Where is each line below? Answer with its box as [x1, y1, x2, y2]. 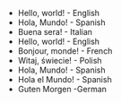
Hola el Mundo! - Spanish [17, 74, 112, 84]
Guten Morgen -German [17, 84, 108, 94]
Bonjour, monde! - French [17, 46, 113, 56]
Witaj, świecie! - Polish [17, 56, 102, 65]
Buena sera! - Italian [17, 27, 92, 37]
